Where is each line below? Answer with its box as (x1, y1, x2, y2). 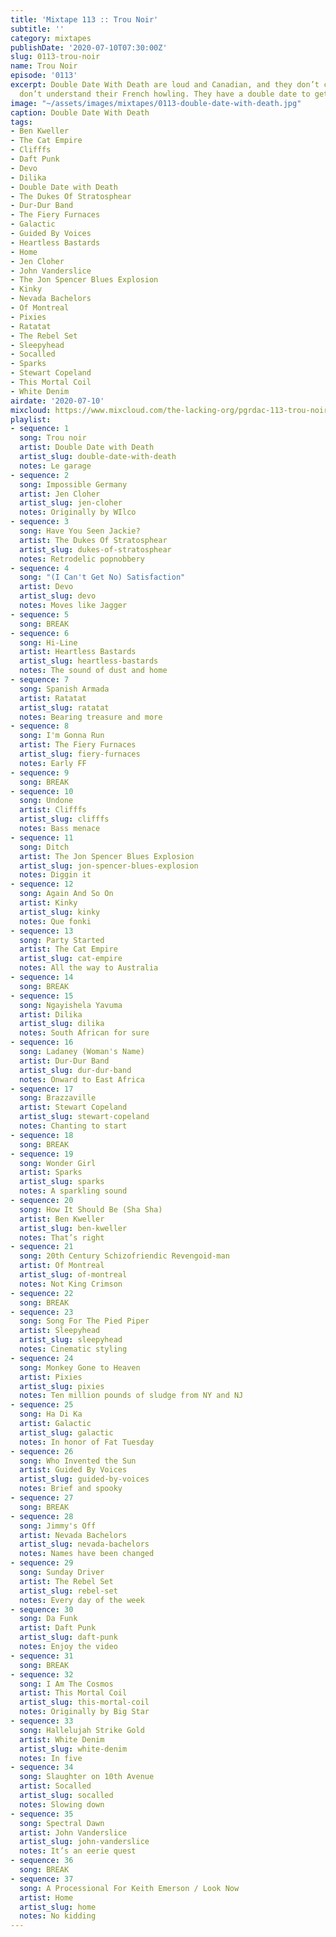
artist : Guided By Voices (19, 1465, 128, 1475)
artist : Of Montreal (19, 1261, 105, 1271)
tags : (10, 117, 33, 127)
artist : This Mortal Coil (19, 1688, 128, 1698)
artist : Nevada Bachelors (19, 1530, 128, 1540)
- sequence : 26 (10, 1446, 74, 1456)
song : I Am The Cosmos (19, 1679, 114, 1689)
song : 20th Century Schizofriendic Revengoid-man (19, 1251, 230, 1261)
